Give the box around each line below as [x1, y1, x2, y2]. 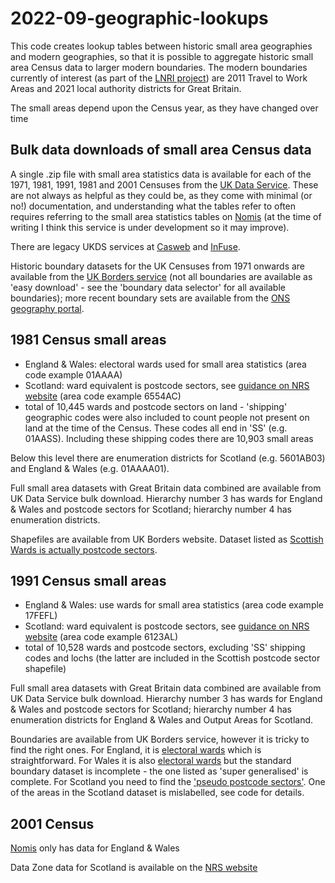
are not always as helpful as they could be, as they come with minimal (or [10, 189, 313, 201]
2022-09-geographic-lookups [10, 7, 269, 30]
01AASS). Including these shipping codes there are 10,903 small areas [24, 432, 314, 444]
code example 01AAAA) [24, 368, 123, 381]
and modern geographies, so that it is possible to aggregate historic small [10, 50, 314, 62]
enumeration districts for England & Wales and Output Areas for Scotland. [10, 714, 314, 726]
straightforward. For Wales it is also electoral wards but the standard [10, 755, 292, 767]
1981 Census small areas [10, 332, 167, 349]
